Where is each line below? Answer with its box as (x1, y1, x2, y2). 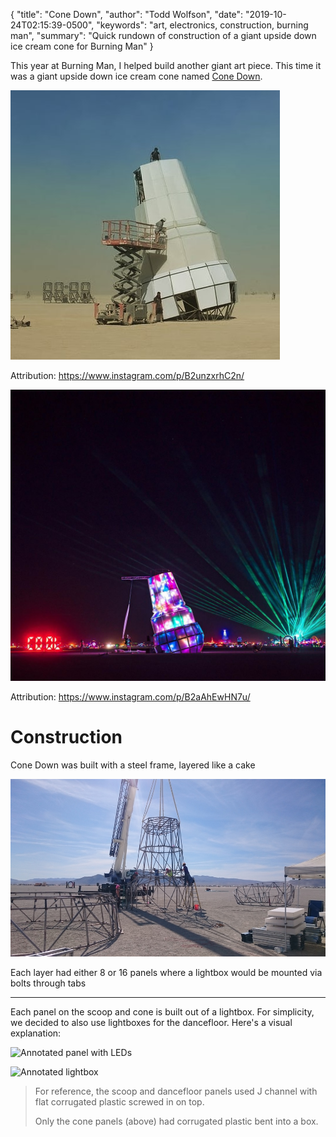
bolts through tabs (10, 977, 87, 989)
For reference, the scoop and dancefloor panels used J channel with (34, 1085, 318, 1097)
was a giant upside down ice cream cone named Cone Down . (10, 70, 263, 82)
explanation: (10, 1027, 62, 1039)
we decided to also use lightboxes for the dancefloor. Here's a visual (10, 1016, 293, 1028)
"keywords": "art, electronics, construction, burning (96, 19, 309, 31)
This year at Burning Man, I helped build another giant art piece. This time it (10, 60, 322, 71)
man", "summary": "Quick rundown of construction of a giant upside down (10, 30, 317, 41)
